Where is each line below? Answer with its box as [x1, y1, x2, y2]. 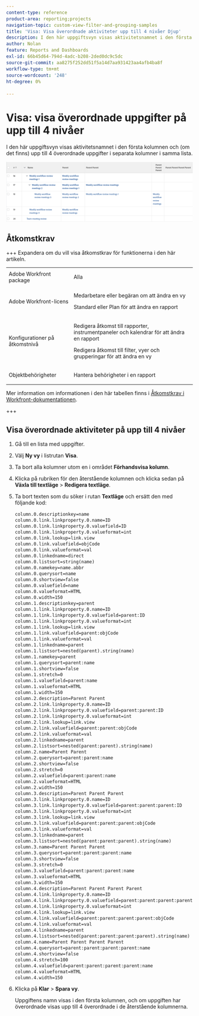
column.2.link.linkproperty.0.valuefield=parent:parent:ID [14, 708, 164, 714]
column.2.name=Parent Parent [14, 749, 87, 755]
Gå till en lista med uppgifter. [14, 440, 85, 448]
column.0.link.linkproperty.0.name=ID [14, 518, 111, 523]
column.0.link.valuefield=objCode [14, 541, 100, 547]
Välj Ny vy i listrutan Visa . [14, 452, 78, 459]
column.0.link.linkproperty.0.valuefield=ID [14, 523, 127, 529]
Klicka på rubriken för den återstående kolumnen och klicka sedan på [14, 475, 185, 482]
